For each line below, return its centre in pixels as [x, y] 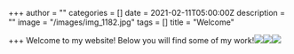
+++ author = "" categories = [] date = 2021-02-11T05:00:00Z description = [147, 13]
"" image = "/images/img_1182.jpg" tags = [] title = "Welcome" [121, 22]
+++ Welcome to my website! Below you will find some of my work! [131, 40]
